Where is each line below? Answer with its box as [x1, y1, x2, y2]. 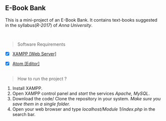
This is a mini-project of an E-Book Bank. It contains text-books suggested [5, 17, 158, 23]
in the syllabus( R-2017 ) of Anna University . [5, 22, 93, 28]
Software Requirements [17, 41, 66, 47]
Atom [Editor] [12, 60, 40, 66]
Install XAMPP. [12, 85, 43, 91]
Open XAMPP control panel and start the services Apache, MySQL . [12, 91, 150, 96]
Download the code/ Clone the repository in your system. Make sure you [12, 95, 161, 101]
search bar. [12, 111, 36, 117]
